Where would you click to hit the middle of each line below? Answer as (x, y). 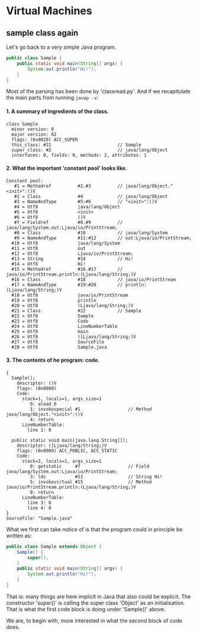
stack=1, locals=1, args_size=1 (62, 399)
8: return (42, 492)
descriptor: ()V (37, 383)
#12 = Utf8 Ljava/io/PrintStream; (72, 254)
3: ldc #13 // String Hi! (96, 476)
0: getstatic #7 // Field (90, 466)
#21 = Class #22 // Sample (77, 311)
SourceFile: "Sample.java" (39, 518)
